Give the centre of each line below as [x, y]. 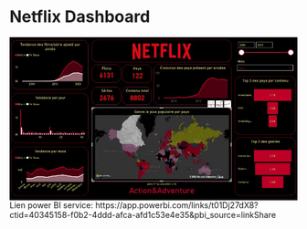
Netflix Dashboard [80, 17]
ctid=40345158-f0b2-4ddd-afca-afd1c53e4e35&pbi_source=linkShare [143, 214]
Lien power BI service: [52, 205]
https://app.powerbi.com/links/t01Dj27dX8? [177, 205]
